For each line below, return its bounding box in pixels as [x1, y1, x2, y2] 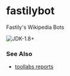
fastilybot [6, 4, 55, 18]
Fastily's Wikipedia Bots [6, 24, 65, 31]
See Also [6, 49, 33, 58]
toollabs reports [14, 63, 54, 70]
